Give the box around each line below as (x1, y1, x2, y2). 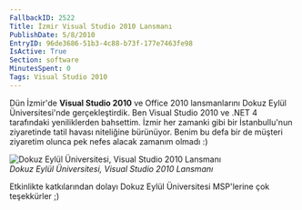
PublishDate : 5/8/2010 (9, 30, 96, 39)
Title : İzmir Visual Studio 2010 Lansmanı (9, 22, 173, 31)
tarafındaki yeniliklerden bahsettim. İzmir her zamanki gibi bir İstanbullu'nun (9, 116, 293, 127)
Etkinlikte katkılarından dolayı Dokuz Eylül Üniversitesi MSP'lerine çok (9, 181, 270, 192)
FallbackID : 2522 (9, 13, 75, 23)
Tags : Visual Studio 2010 (9, 73, 107, 82)
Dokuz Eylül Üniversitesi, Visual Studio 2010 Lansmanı (9, 163, 214, 174)
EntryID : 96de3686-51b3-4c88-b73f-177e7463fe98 (9, 38, 194, 48)
